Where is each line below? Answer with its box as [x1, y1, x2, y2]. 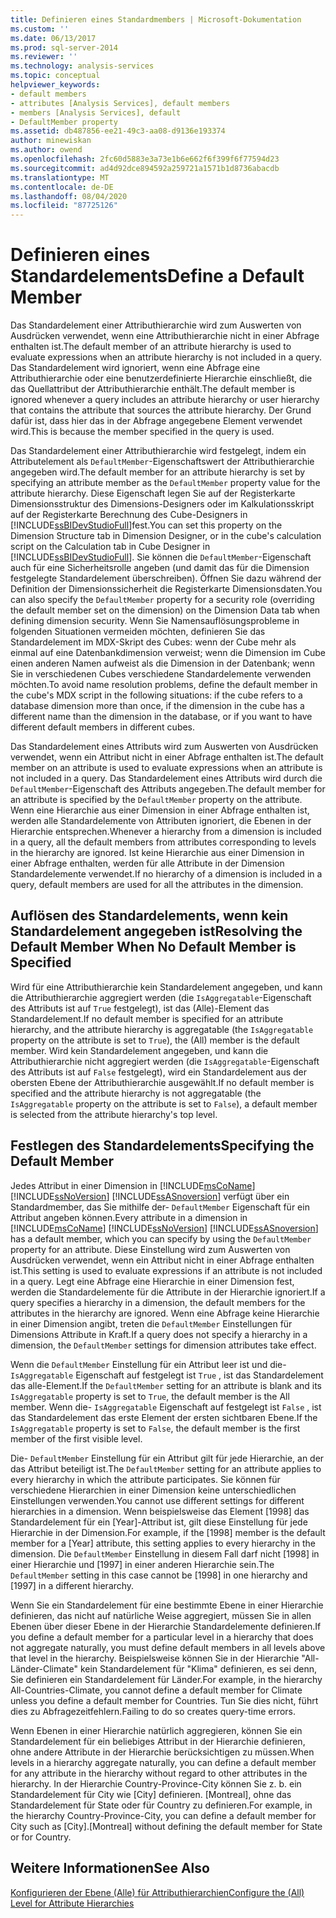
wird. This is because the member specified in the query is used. [10, 426, 275, 438]
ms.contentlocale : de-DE [10, 182, 114, 192]
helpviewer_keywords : [10, 80, 101, 90]
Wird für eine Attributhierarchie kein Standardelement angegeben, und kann [10, 981, 323, 993]
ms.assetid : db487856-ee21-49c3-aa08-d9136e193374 [10, 126, 226, 136]
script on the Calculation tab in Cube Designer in [10, 541, 211, 553]
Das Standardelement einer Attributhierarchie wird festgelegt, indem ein [10, 445, 307, 457]
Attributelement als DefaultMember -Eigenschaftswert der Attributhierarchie [10, 456, 315, 468]
